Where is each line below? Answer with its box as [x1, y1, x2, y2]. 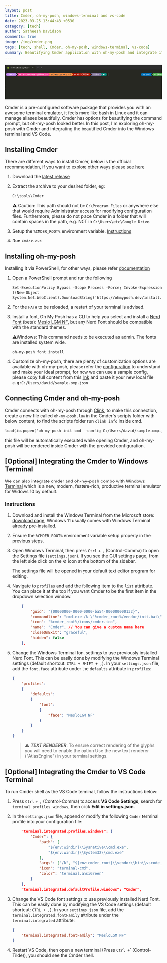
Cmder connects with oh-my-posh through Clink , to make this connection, [5, 407, 158, 413]
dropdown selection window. [12, 593, 72, 599]
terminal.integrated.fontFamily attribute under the [12, 912, 119, 918]
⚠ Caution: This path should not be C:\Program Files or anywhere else [12, 203, 159, 209]
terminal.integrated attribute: [12, 917, 75, 923]
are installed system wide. [12, 339, 66, 345]
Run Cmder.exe [12, 238, 42, 244]
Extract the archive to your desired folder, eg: [12, 183, 105, 189]
